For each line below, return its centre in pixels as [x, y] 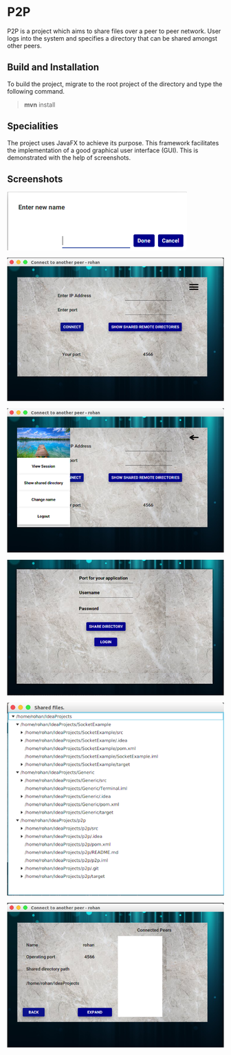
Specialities [33, 126]
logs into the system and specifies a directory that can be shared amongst [112, 38]
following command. [36, 91]
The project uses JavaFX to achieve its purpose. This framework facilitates [113, 143]
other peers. [25, 45]
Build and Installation [53, 67]
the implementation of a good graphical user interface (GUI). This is [103, 150]
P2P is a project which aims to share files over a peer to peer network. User [114, 31]
